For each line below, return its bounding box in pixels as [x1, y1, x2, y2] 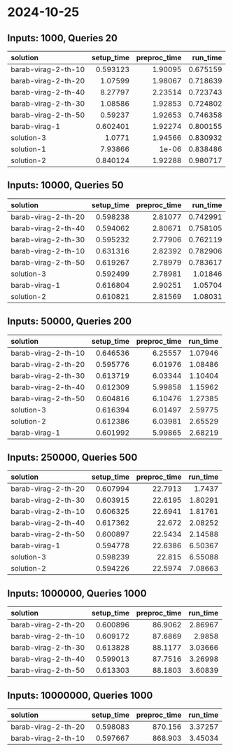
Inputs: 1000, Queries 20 [7, 32, 118, 44]
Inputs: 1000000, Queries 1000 [7, 587, 147, 599]
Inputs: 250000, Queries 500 [7, 452, 138, 464]
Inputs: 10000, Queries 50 [7, 179, 124, 191]
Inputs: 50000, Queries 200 [7, 316, 132, 328]
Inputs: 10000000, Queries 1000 [7, 689, 153, 701]
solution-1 [10, 144, 47, 154]
